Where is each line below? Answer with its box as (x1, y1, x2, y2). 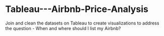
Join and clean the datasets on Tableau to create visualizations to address (5, 20, 159, 26)
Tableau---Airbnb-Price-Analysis (5, 3, 149, 15)
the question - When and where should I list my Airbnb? (5, 25, 121, 31)
